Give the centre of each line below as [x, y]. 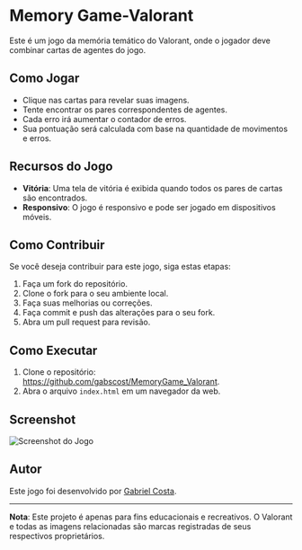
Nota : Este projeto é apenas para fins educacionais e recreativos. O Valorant [151, 517]
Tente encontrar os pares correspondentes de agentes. [124, 110]
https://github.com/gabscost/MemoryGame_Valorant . [121, 382]
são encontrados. [55, 198]
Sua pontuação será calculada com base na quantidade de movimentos [155, 129]
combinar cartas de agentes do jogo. [78, 49]
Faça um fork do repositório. [75, 284]
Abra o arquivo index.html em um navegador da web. [121, 391]
